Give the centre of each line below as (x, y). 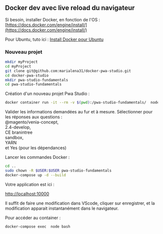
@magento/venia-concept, (32, 122)
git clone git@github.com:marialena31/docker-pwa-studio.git (68, 71)
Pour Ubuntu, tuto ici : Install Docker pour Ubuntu (54, 39)
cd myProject (18, 66)
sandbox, (14, 138)
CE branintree (19, 132)
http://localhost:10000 (27, 194)
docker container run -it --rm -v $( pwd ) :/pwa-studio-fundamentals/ (76, 103)
